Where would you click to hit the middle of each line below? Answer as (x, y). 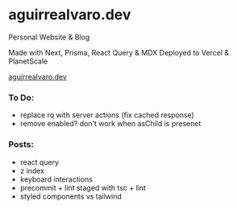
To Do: (21, 97)
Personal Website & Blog (49, 37)
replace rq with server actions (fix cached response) (107, 115)
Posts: (21, 145)
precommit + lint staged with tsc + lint (83, 187)
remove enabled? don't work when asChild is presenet (110, 124)
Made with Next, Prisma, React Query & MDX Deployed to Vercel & (119, 52)
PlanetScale (28, 61)
